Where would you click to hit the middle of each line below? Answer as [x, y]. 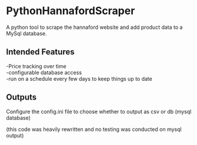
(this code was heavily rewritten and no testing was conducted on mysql [94, 129]
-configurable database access [44, 72]
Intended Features [40, 52]
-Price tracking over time [36, 66]
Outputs [21, 98]
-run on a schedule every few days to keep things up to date [79, 78]
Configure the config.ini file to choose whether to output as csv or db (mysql [99, 111]
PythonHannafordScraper [71, 11]
